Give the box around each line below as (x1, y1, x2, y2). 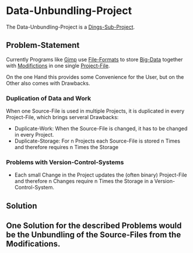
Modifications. (6, 239, 61, 249)
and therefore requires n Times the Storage (14, 144, 118, 151)
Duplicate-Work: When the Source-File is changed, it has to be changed (14, 125, 188, 132)
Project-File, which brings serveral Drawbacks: (6, 114, 119, 121)
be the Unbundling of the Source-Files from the (6, 230, 181, 240)
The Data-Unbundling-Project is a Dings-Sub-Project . (6, 23, 135, 30)
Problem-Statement (6, 40, 80, 50)
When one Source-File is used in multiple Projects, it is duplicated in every (6, 108, 185, 115)
